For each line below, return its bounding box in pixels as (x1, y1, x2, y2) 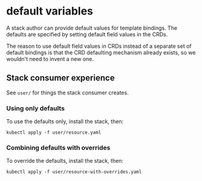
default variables (6, 4, 94, 18)
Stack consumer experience (6, 73, 115, 83)
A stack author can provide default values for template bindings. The (6, 24, 177, 31)
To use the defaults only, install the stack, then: (6, 118, 124, 125)
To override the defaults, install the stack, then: (6, 157, 124, 165)
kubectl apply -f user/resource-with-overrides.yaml (6, 169, 142, 175)
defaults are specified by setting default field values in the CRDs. (6, 30, 168, 38)
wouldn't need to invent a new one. (6, 55, 94, 62)
